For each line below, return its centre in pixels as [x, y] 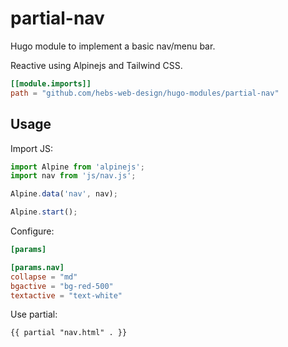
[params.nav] [37, 267]
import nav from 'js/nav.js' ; [73, 176]
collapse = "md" [44, 277]
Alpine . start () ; [44, 212]
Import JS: [32, 148]
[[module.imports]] [51, 83]
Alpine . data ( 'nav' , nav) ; [64, 194]
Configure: [32, 231]
